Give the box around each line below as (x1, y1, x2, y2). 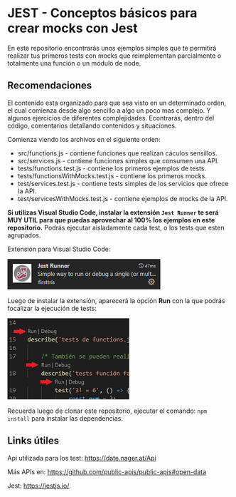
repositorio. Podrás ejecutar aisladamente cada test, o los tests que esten (7, 223, 225, 232)
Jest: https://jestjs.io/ (7, 481, 70, 490)
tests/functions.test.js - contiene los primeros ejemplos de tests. (17, 164, 207, 173)
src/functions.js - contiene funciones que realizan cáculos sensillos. (17, 148, 218, 158)
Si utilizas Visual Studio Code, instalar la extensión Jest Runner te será (7, 208, 219, 217)
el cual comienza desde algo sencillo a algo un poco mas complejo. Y (7, 106, 211, 115)
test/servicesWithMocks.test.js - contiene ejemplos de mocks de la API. (17, 194, 229, 203)
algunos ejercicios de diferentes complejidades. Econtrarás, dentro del (7, 113, 215, 122)
